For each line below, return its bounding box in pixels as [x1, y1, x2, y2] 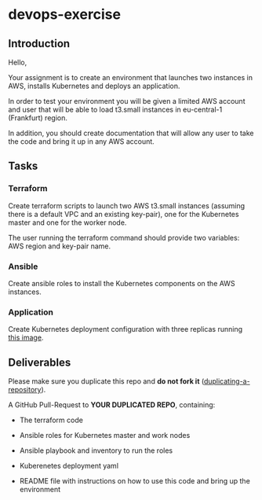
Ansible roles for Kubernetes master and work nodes [19, 431, 191, 440]
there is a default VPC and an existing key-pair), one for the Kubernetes [8, 209, 239, 219]
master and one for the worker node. [8, 218, 127, 227]
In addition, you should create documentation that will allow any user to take [8, 128, 254, 138]
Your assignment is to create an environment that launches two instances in [8, 73, 253, 82]
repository [8, 385, 42, 395]
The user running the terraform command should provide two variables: [8, 233, 240, 242]
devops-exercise [8, 6, 122, 24]
